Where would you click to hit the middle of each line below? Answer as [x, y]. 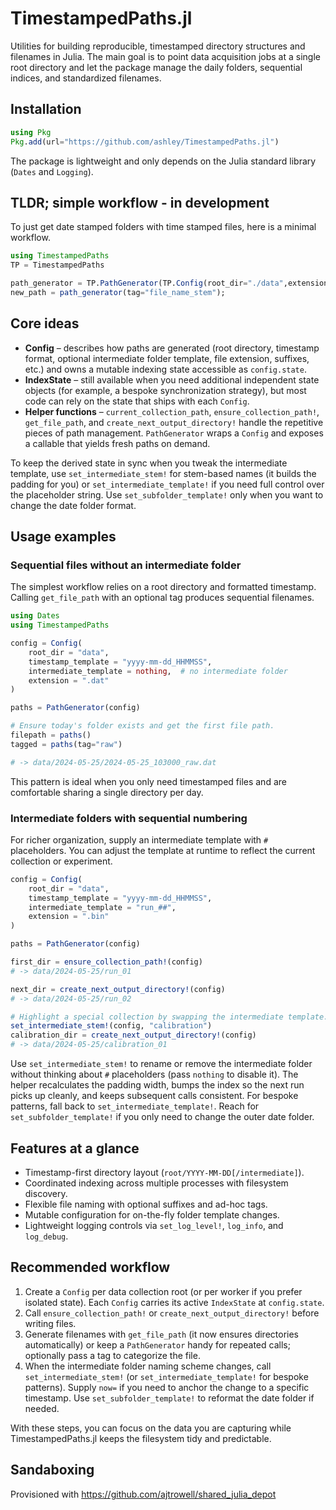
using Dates [35, 616]
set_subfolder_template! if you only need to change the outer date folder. [162, 1117]
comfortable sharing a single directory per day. [107, 792]
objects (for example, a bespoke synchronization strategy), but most [165, 390]
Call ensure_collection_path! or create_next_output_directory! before [172, 1313]
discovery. [46, 1193]
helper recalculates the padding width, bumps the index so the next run [157, 1085]
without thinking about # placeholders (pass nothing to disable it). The [154, 1074]
